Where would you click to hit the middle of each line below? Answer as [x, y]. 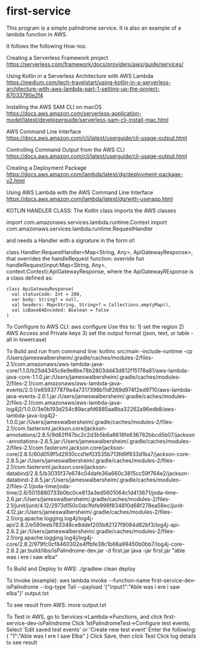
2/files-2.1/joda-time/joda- [39, 486]
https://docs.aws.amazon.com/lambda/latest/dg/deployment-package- [95, 174]
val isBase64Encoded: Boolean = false [61, 310]
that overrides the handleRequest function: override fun [75, 258]
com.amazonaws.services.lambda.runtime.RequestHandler [80, 229]
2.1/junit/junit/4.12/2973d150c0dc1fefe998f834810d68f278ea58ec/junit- [96, 505]
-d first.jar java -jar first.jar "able [145, 550]
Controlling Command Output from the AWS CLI [65, 149]
